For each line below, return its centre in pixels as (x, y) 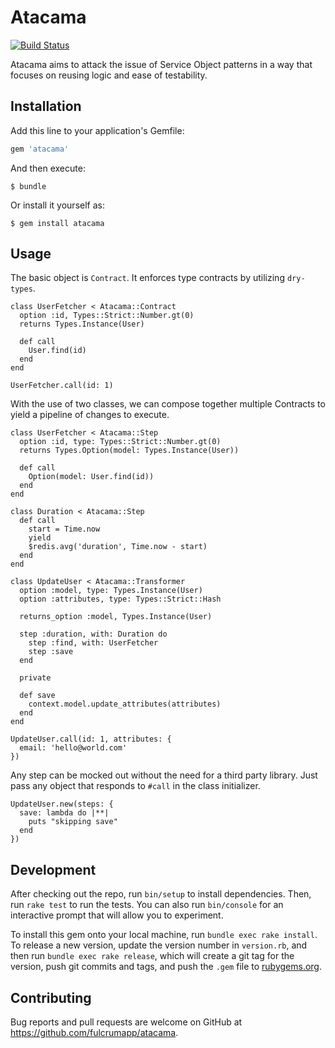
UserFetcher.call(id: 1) (62, 386)
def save (37, 696)
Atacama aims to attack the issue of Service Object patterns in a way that (161, 64)
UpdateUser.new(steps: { (62, 804)
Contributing (51, 997)
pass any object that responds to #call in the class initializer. (135, 786)
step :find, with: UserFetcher (93, 643)
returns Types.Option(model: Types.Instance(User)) (129, 451)
